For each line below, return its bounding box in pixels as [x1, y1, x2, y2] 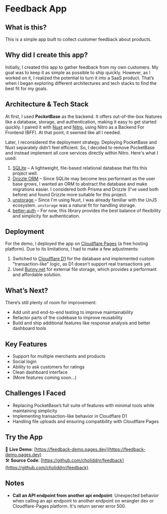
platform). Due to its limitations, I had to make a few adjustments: [5, 246, 139, 252]
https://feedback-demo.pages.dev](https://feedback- [35, 446, 146, 452]
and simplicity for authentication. [12, 213, 80, 219]
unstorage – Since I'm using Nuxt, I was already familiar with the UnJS [12, 197, 157, 203]
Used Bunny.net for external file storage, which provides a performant [12, 267, 157, 273]
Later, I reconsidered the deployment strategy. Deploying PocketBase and [5, 139, 157, 145]
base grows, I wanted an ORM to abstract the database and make [12, 181, 147, 187]
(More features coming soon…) [12, 374, 76, 380]
